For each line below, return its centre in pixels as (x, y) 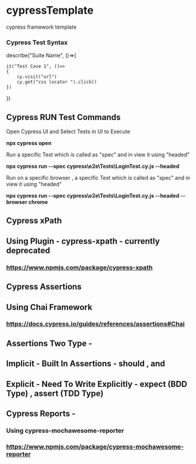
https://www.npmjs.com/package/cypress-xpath (80, 268)
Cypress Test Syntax (37, 42)
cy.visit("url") (37, 77)
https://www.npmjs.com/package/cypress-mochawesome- (95, 447)
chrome (38, 202)
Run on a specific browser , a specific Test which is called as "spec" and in (98, 178)
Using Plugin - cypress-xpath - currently (83, 241)
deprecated (28, 251)
